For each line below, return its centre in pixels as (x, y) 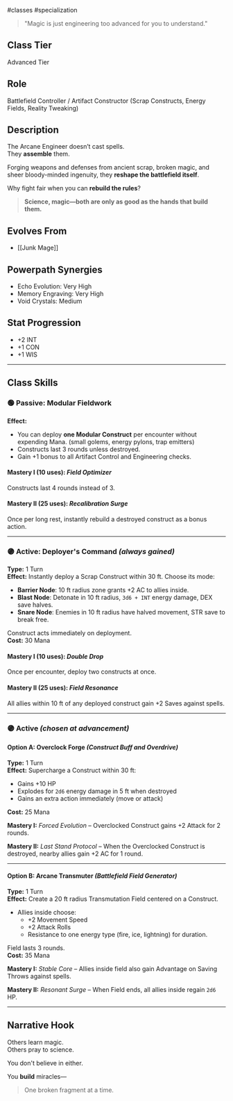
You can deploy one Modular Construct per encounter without (107, 434)
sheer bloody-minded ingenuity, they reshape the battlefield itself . (103, 175)
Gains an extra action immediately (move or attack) (90, 798)
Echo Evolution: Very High (54, 286)
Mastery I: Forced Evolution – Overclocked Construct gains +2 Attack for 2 (114, 825)
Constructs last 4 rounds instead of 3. (61, 488)
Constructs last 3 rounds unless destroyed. (79, 449)
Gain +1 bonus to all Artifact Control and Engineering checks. (104, 456)
